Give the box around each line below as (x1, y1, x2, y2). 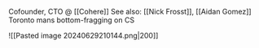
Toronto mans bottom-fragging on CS (8, 15, 135, 25)
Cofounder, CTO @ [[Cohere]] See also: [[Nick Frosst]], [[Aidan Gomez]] (8, 7, 252, 16)
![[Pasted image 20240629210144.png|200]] (8, 31, 159, 40)
